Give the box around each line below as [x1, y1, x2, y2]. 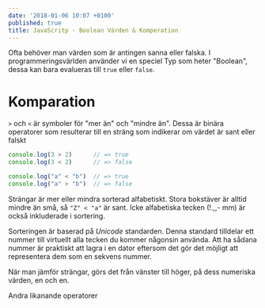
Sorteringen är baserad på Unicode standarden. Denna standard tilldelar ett [8, 226, 255, 236]
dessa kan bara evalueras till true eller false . [8, 65, 155, 74]
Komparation [8, 93, 96, 111]
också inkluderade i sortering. [8, 211, 105, 220]
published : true [8, 19, 62, 27]
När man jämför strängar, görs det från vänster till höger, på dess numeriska [8, 267, 256, 276]
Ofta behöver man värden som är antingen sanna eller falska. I [8, 48, 211, 58]
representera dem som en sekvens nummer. [8, 251, 153, 261]
